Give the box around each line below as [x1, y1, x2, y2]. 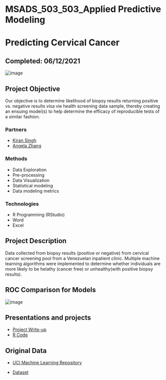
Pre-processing [12, 172, 45, 178]
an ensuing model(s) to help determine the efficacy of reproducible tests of [5, 108, 160, 114]
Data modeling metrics [12, 188, 59, 194]
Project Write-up [12, 327, 47, 333]
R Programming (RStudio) [12, 211, 65, 218]
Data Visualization [12, 177, 50, 183]
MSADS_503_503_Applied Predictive [5, 3, 162, 15]
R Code [12, 332, 28, 338]
